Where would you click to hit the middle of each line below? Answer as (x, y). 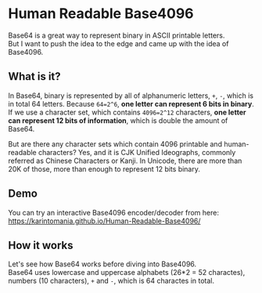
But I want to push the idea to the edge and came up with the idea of (118, 43)
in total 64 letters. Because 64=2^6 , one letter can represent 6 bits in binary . (131, 103)
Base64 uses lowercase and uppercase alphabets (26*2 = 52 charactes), (127, 273)
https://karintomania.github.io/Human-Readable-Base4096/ (104, 221)
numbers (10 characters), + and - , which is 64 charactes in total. (111, 281)
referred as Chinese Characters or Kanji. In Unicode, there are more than (125, 161)
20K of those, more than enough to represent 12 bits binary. (104, 168)
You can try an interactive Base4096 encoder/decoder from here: (113, 212)
